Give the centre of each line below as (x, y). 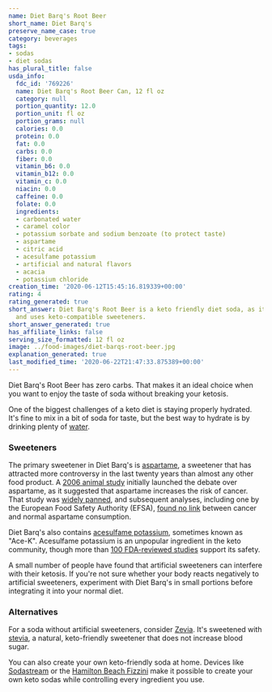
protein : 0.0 (38, 136)
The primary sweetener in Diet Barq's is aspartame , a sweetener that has (130, 465)
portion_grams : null (50, 121)
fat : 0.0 (30, 144)
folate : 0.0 (36, 204)
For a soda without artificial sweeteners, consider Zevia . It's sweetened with (135, 630)
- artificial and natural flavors (74, 264)
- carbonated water (49, 219)
